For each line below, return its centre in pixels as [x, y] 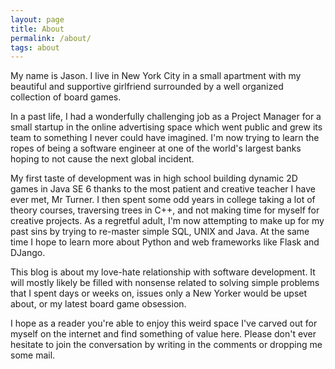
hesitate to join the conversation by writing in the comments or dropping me [166, 345]
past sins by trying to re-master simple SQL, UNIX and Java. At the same [160, 232]
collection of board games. [66, 97]
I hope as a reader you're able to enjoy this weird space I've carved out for [164, 323]
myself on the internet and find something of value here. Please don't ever [163, 334]
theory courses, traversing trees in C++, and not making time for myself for [165, 210]
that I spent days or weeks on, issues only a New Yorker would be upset [159, 293]
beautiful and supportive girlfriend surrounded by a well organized [147, 87]
